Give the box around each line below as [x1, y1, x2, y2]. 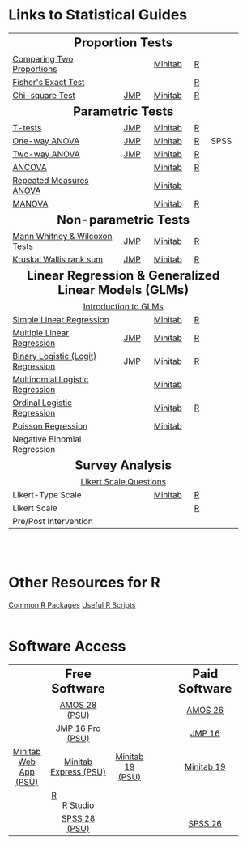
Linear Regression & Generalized [27, 267, 220, 283]
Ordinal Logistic [12, 397, 73, 408]
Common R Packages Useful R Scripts [8, 600, 136, 609]
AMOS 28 [59, 699, 97, 711]
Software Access [8, 638, 126, 655]
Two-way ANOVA [12, 148, 81, 160]
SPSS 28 [61, 813, 96, 824]
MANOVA [12, 198, 49, 209]
